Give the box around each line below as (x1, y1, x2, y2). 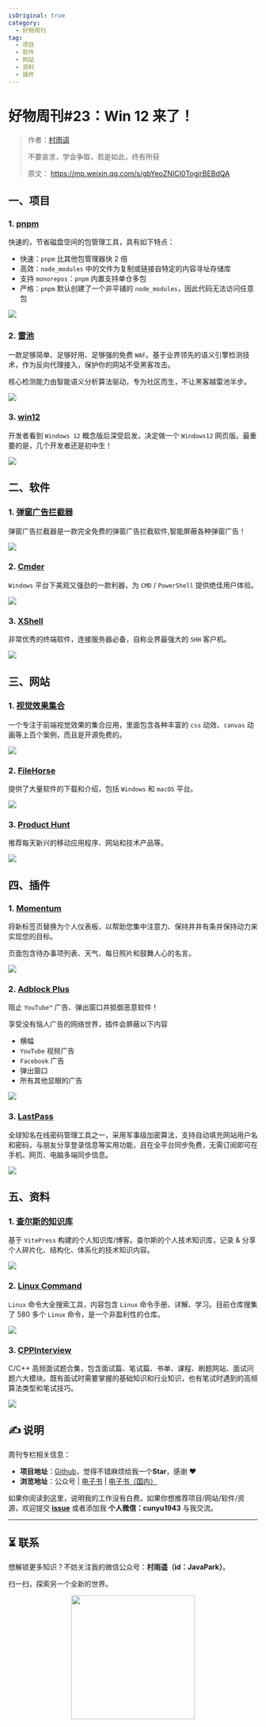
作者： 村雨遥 (27, 135, 70, 144)
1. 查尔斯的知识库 (8, 1216, 74, 1227)
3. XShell (8, 615, 44, 626)
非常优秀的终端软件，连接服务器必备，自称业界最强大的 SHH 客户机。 (8, 635, 231, 644)
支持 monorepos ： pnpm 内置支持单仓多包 (19, 274, 146, 284)
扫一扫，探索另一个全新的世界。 (8, 1579, 112, 1588)
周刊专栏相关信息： (8, 1450, 71, 1459)
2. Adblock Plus (8, 984, 70, 995)
